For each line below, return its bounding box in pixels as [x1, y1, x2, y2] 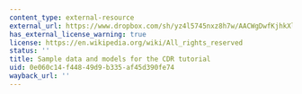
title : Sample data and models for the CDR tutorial [9, 55, 211, 64]
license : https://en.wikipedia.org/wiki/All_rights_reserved [9, 38, 244, 47]
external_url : [9, 21, 63, 30]
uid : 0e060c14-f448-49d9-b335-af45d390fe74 [9, 64, 175, 73]
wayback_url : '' [9, 72, 70, 81]
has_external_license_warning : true [9, 30, 147, 38]
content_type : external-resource [9, 13, 135, 22]
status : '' [9, 47, 50, 56]
